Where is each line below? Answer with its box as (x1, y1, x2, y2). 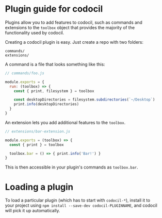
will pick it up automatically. (5, 208, 61, 214)
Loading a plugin (5, 181, 74, 192)
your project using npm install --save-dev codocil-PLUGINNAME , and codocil (5, 202, 158, 208)
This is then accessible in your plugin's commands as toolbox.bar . (5, 164, 138, 170)
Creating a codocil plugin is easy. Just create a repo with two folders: (5, 39, 144, 45)
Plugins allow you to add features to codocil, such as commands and (5, 19, 143, 25)
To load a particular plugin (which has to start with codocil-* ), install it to (5, 198, 150, 203)
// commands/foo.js (5, 70, 45, 76)
